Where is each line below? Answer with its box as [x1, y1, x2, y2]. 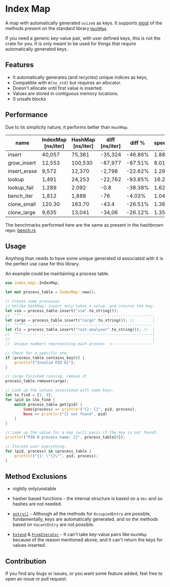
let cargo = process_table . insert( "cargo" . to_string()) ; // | [5, 318, 155, 323]
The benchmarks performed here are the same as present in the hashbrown [5, 222, 163, 228]
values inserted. [12, 542, 47, 548]
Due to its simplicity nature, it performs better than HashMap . [5, 124, 129, 130]
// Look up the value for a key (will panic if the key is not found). [5, 430, 159, 435]
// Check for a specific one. [5, 350, 69, 356]
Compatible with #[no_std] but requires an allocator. [12, 79, 122, 85]
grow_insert [8, 159, 36, 166]
